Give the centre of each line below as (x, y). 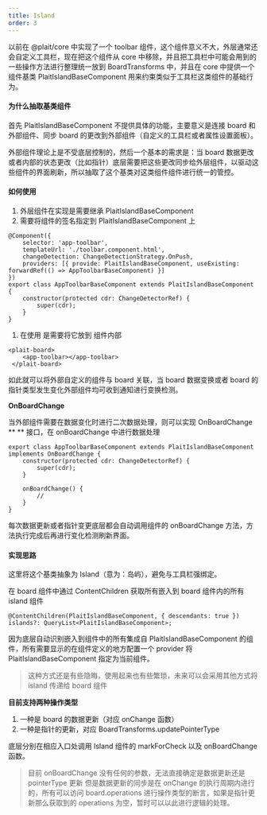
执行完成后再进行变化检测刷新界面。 (74, 535)
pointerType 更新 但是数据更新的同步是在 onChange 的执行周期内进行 (141, 783)
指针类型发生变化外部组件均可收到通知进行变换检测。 (95, 390)
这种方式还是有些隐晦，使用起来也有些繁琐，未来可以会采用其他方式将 (143, 676)
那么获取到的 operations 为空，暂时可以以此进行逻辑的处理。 (134, 803)
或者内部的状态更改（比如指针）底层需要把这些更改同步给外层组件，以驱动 (130, 162)
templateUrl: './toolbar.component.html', (94, 250)
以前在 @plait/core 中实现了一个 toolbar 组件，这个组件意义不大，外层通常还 (133, 47)
